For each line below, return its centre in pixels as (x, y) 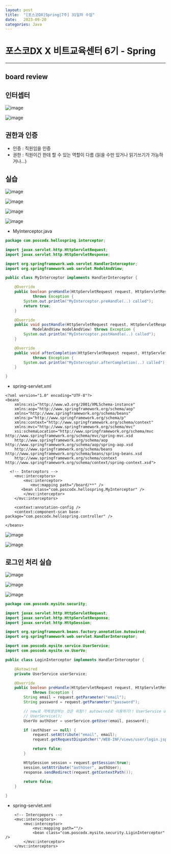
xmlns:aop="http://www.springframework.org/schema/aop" (75, 409)
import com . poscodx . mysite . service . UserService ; (58, 646)
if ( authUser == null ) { (50, 730)
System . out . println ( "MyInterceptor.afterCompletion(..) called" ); (95, 363)
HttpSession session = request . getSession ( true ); (77, 762)
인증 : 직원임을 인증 (32, 148)
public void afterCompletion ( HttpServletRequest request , (77, 353)
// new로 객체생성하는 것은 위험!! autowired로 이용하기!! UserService (93, 711)
